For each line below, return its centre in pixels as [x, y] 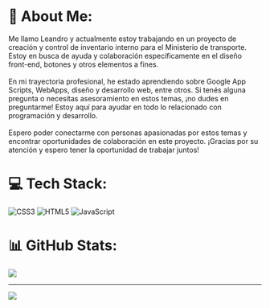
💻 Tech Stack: [58, 184]
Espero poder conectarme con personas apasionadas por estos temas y [128, 133]
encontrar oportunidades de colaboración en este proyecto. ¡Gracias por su [133, 141]
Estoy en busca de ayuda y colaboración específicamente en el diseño [125, 55]
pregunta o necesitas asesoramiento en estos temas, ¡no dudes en [119, 98]
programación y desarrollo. [53, 115]
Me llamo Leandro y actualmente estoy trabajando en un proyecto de [123, 39]
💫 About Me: [51, 16]
